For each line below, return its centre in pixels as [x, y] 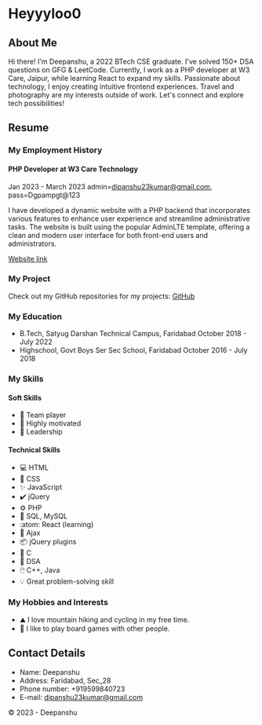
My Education [35, 317]
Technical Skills [35, 449]
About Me [33, 43]
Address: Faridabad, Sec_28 [65, 680]
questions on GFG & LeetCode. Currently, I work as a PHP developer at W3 [129, 70]
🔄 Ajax [30, 533]
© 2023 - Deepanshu [43, 712]
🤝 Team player [43, 415]
